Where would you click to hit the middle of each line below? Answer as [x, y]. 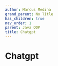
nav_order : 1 [18, 23]
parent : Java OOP [23, 28]
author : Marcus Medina [28, 9]
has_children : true [25, 18]
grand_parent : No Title [29, 14]
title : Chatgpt [20, 32]
